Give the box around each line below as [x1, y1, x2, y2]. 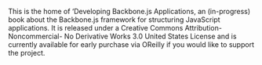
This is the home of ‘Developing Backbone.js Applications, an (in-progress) [8, 7, 251, 16]
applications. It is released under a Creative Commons [8, 23, 184, 32]
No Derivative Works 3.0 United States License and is [64, 31, 237, 41]
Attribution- [184, 23, 222, 32]
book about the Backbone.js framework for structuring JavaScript [8, 15, 221, 24]
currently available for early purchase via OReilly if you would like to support [8, 40, 255, 49]
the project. [8, 49, 45, 57]
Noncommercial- [8, 31, 63, 41]
